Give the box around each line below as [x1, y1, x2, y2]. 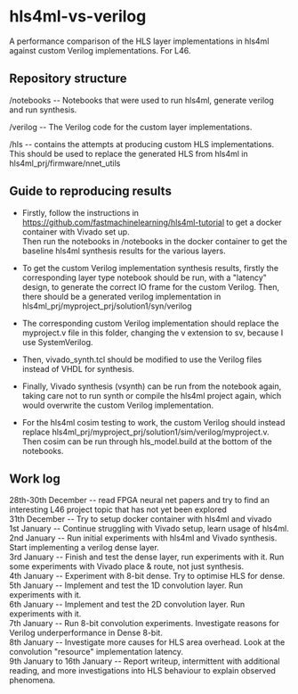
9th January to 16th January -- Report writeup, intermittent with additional [9, 656, 280, 666]
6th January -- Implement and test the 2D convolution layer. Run [9, 599, 246, 610]
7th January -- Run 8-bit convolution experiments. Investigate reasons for [9, 618, 280, 629]
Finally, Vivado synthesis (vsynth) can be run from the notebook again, [21, 381, 282, 392]
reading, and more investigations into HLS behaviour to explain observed [9, 665, 276, 676]
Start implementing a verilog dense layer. [9, 542, 160, 553]
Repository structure [9, 71, 127, 87]
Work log [9, 471, 60, 486]
